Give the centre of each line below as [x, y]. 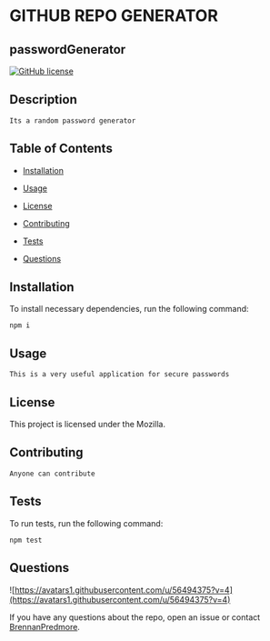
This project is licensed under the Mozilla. [88, 425]
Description [43, 100]
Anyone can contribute [52, 474]
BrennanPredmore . [45, 626]
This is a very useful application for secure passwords [120, 375]
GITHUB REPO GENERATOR [114, 16]
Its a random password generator [73, 120]
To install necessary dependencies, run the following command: [129, 309]
